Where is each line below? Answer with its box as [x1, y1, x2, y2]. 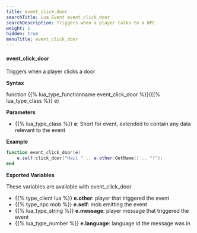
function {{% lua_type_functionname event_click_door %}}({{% [6, 91, 161, 98]
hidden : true [6, 31, 39, 37]
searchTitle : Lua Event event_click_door [6, 14, 110, 20]
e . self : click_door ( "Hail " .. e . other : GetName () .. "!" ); [17, 155, 163, 161]
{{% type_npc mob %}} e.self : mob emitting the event [14, 200, 147, 208]
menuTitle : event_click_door [6, 36, 78, 42]
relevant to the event [14, 127, 65, 134]
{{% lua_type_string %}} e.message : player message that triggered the [14, 207, 189, 214]
